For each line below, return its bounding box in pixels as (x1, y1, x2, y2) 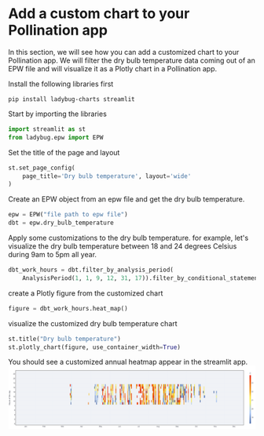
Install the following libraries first (8, 79, 114, 89)
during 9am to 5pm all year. (8, 250, 97, 260)
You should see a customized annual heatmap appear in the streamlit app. (8, 358, 248, 367)
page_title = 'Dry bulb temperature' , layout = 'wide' (22, 172, 192, 180)
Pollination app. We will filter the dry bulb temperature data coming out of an (8, 56, 255, 65)
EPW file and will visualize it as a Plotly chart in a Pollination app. (8, 64, 218, 73)
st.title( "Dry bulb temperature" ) (8, 335, 122, 343)
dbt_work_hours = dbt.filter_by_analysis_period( (8, 266, 174, 274)
